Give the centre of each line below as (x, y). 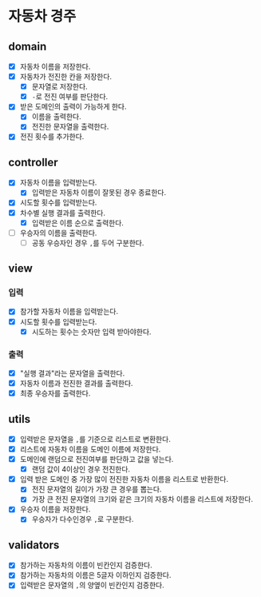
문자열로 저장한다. (59, 87)
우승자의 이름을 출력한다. (58, 233)
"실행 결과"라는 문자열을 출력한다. (72, 373)
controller (33, 162)
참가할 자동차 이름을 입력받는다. (69, 312)
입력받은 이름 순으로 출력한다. (77, 223)
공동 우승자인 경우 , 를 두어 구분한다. (88, 243)
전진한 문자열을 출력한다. (70, 127)
